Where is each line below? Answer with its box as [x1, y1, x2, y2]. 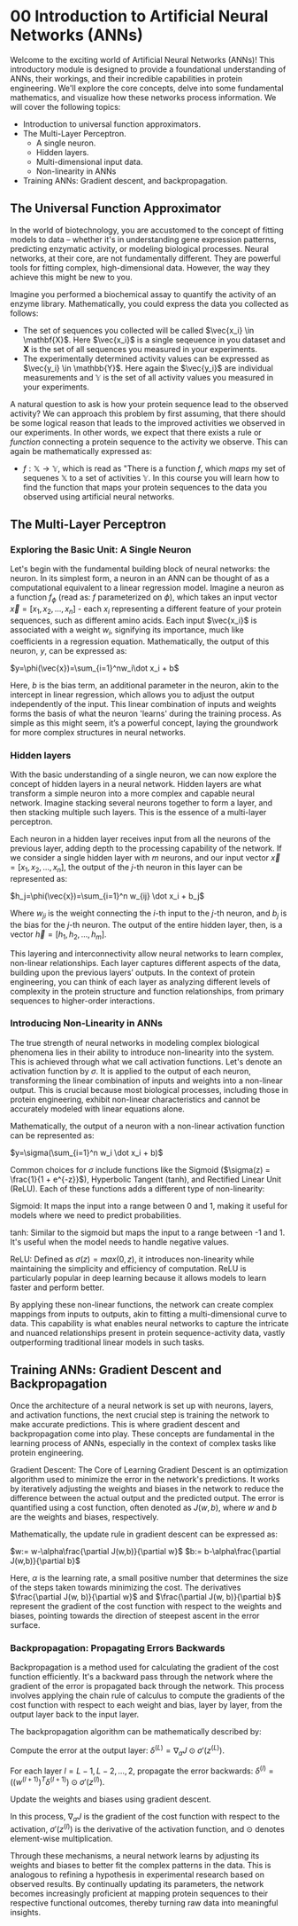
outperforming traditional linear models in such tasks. [10, 1337, 205, 1348]
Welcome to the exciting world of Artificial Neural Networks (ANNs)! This [10, 54, 275, 65]
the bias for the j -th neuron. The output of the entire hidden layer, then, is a [10, 919, 283, 930]
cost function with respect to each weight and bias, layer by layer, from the [10, 1699, 283, 1710]
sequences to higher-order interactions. [10, 995, 156, 1006]
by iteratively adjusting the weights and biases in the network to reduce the [10, 1483, 284, 1494]
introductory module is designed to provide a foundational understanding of [10, 64, 287, 75]
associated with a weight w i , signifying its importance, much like [10, 625, 244, 637]
